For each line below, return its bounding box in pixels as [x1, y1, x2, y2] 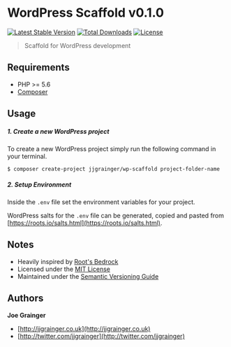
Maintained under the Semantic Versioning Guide [17, 272, 159, 280]
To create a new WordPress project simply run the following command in [7, 145, 216, 153]
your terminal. [7, 152, 47, 161]
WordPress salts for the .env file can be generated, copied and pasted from [7, 211, 225, 220]
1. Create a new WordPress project [7, 127, 110, 135]
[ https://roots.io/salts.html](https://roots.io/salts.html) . [7, 219, 163, 227]
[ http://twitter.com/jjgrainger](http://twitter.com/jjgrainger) [17, 332, 185, 340]
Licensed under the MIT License [17, 265, 110, 273]
